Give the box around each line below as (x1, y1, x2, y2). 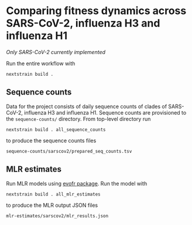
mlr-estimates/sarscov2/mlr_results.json (6, 213, 109, 219)
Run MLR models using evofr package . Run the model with (6, 180, 148, 187)
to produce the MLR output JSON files (6, 202, 98, 209)
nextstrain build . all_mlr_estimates (6, 191, 101, 197)
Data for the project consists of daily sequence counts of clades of (6, 103, 167, 110)
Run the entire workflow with (6, 60, 76, 67)
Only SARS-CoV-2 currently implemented (6, 48, 106, 55)
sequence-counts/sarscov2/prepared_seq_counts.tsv (6, 148, 132, 154)
